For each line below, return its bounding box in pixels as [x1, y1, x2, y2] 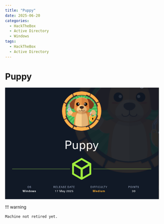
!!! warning [5, 204, 27, 210]
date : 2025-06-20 [5, 13, 41, 18]
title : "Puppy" [5, 8, 36, 13]
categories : [5, 18, 29, 23]
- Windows [9, 34, 29, 39]
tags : [5, 39, 16, 44]
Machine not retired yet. [5, 214, 58, 219]
